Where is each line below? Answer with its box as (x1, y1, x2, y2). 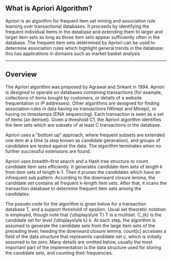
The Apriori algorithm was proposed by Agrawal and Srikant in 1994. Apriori (5, 84, 165, 90)
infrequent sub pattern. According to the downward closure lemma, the (5, 174, 155, 180)
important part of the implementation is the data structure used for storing (5, 244, 161, 250)
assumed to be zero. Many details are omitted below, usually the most (5, 238, 153, 245)
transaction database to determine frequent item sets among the (5, 185, 142, 191)
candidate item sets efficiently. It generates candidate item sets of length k (5, 164, 163, 170)
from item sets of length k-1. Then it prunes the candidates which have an (5, 169, 161, 175)
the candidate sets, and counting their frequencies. (5, 250, 114, 256)
